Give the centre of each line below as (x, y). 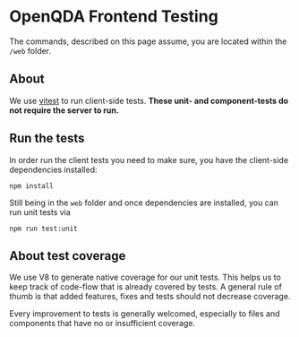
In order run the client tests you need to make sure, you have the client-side (149, 160)
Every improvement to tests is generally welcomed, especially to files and (145, 314)
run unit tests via (40, 212)
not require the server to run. (64, 110)
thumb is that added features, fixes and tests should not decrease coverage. (150, 297)
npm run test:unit (43, 229)
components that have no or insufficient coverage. (102, 324)
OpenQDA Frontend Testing (114, 17)
